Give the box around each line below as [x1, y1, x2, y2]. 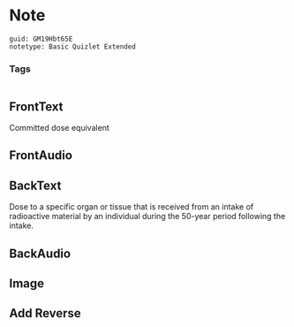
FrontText [9, 99, 64, 114]
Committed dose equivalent [9, 123, 110, 133]
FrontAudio [9, 148, 73, 163]
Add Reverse [9, 306, 81, 321]
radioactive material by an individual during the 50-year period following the [9, 211, 286, 222]
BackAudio [9, 246, 72, 261]
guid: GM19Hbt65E [9, 34, 73, 43]
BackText [9, 178, 62, 193]
